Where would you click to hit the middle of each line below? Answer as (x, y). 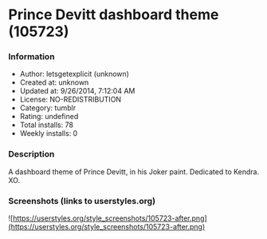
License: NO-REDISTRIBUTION (71, 100)
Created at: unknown (54, 82)
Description (31, 154)
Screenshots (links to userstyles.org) (82, 201)
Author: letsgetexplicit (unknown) (75, 74)
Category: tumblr (48, 108)
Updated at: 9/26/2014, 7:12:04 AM (77, 91)
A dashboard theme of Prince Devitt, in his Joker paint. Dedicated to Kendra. (134, 171)
